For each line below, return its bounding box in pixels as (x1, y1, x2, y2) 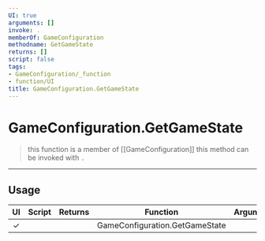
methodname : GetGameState (8, 41, 93, 49)
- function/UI (8, 77, 55, 85)
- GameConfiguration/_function (8, 70, 111, 78)
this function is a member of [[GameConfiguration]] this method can (27, 145, 249, 154)
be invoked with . (27, 153, 85, 162)
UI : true (8, 11, 37, 20)
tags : (8, 63, 26, 71)
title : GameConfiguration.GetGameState (8, 84, 140, 93)
